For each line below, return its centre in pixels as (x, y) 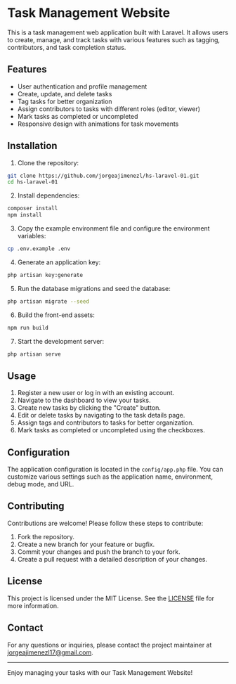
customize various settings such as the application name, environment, (110, 477)
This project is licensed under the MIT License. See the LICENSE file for (111, 598)
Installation (32, 146)
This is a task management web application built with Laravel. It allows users (118, 32)
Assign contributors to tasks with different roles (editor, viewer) (109, 109)
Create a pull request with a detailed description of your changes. (112, 559)
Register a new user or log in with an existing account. (96, 393)
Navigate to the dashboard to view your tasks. (84, 400)
